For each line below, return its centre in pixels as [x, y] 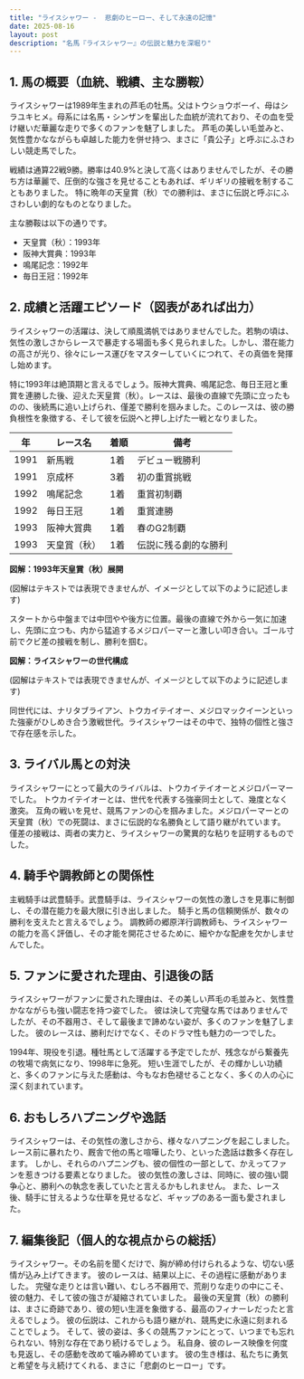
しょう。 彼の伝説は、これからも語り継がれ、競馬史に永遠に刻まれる [161, 1320]
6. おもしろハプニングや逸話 [88, 1117]
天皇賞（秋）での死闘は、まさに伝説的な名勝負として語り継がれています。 [147, 822]
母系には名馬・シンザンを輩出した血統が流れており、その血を [171, 117]
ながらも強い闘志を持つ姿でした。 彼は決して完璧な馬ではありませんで [157, 1011]
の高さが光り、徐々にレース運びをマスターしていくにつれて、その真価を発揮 [152, 353]
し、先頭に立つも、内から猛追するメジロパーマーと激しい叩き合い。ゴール [148, 630]
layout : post [34, 34]
